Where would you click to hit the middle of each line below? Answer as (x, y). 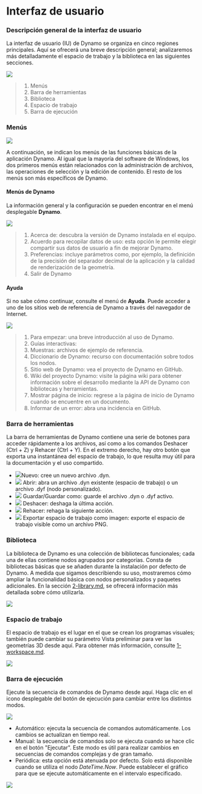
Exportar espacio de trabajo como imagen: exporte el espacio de (104, 518)
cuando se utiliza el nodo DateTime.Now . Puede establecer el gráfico (102, 767)
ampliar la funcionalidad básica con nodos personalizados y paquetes (93, 579)
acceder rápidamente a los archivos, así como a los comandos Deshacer (97, 443)
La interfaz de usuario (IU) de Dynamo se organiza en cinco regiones (93, 43)
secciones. (20, 63)
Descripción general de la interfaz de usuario (74, 30)
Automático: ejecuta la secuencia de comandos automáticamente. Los (103, 728)
